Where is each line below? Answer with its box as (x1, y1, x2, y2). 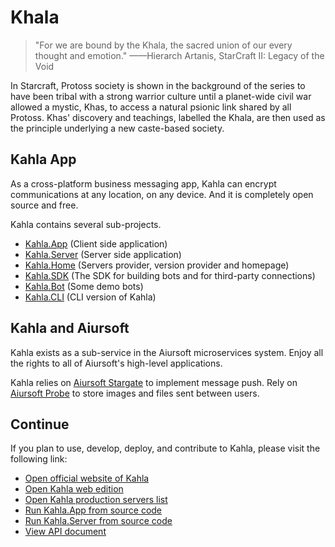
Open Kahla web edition (24, 483, 124, 495)
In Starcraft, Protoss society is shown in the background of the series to (10, 79, 306, 91)
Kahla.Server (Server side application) (24, 248, 182, 260)
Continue (10, 416, 70, 433)
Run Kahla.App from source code (24, 504, 163, 516)
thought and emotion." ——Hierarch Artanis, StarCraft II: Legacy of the (34, 49, 325, 61)
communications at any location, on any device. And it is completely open (10, 188, 314, 200)
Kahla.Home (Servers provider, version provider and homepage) (24, 259, 290, 271)
